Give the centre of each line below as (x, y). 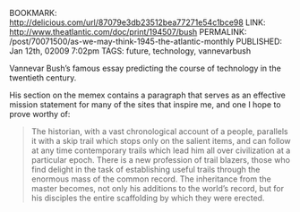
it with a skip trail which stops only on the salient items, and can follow (161, 141)
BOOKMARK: (33, 13)
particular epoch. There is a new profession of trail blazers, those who (161, 160)
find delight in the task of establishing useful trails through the (146, 170)
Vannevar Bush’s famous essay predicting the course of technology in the (146, 68)
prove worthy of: (40, 114)
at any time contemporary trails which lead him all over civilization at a (161, 150)
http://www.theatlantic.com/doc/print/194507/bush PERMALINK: (128, 32)
